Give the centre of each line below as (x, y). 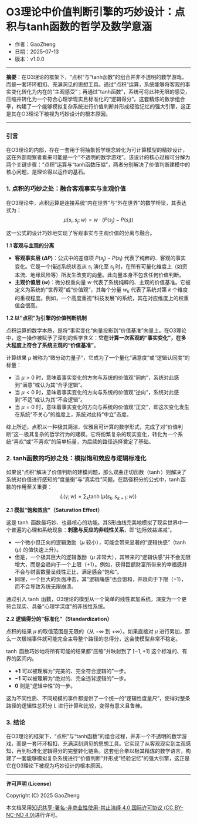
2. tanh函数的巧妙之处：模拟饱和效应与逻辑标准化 (76, 458)
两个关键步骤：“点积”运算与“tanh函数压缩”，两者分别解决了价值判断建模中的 (98, 165)
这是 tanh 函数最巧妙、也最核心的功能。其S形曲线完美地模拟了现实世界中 (95, 522)
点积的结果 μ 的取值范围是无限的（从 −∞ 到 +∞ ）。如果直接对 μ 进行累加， (96, 631)
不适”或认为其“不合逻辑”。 (54, 399)
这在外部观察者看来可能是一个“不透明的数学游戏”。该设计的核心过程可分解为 (98, 157)
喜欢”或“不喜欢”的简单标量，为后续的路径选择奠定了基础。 (84, 441)
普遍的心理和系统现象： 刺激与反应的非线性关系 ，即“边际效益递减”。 (93, 530)
